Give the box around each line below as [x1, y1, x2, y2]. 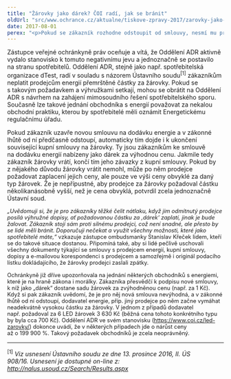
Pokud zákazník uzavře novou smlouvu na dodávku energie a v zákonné [7, 128, 212, 136]
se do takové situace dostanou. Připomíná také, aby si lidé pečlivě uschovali [7, 239, 204, 247]
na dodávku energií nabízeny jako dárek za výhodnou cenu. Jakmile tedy [7, 150, 214, 158]
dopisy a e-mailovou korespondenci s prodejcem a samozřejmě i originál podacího [7, 252, 221, 260]
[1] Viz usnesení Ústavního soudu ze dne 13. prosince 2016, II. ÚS [7, 348, 191, 358]
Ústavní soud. [7, 194, 47, 202]
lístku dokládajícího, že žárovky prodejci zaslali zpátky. [7, 259, 149, 266]
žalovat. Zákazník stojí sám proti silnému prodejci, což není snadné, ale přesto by [7, 220, 219, 228]
